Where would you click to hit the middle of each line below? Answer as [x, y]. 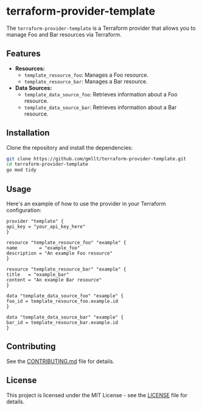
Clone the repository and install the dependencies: [70, 147]
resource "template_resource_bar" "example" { [66, 269]
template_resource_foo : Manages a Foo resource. [86, 75]
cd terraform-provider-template [47, 164]
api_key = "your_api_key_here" [46, 227]
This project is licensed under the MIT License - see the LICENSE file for [97, 395]
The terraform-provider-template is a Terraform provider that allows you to [101, 28]
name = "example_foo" [43, 248]
